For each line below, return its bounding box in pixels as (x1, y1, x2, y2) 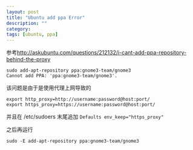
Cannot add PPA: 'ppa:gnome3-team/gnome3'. (6, 73, 118, 79)
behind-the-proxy (6, 56, 51, 63)
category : (6, 26, 31, 32)
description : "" (6, 20, 47, 26)
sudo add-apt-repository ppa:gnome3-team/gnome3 (6, 67, 131, 73)
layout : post (6, 9, 39, 15)
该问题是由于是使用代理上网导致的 (6, 84, 91, 92)
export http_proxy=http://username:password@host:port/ (6, 97, 150, 103)
